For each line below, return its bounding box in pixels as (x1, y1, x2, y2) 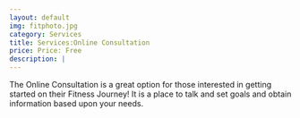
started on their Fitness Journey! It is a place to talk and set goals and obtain (9, 88, 292, 99)
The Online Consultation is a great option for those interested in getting (9, 80, 271, 89)
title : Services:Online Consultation (9, 38, 150, 47)
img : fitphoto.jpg (9, 21, 78, 30)
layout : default (9, 13, 70, 22)
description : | (9, 55, 66, 63)
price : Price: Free (9, 46, 82, 55)
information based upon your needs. (9, 98, 144, 108)
